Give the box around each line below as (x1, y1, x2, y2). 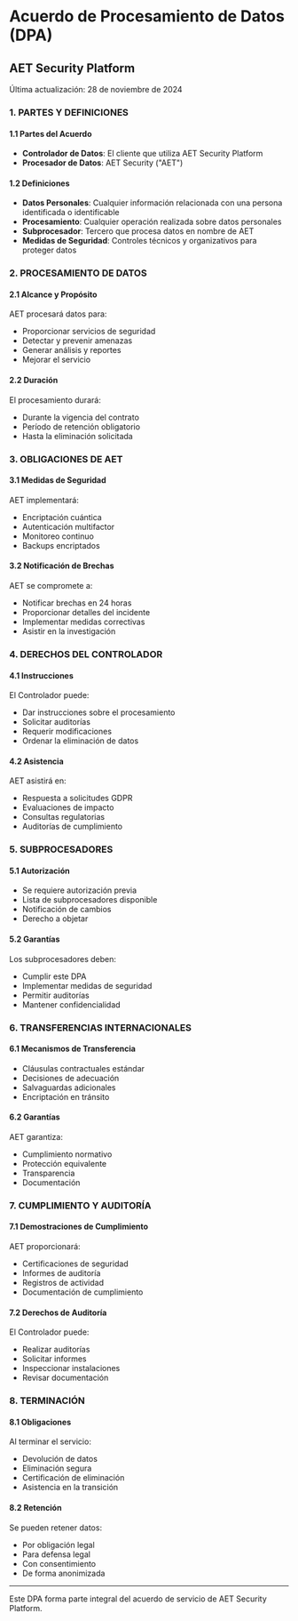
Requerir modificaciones (21, 726, 113, 737)
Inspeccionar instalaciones (21, 1363, 121, 1374)
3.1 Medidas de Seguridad (9, 475, 106, 485)
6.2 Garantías (9, 1111, 60, 1122)
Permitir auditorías (21, 990, 90, 1000)
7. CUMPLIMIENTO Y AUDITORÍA (9, 1199, 152, 1211)
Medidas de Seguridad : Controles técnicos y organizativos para (21, 236, 257, 246)
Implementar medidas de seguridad (21, 980, 153, 991)
